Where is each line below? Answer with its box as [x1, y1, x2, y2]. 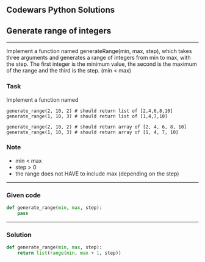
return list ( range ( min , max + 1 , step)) [17, 250, 121, 257]
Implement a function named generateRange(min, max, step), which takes [6, 48, 192, 55]
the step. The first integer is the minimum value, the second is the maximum [6, 60, 197, 68]
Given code [6, 191, 41, 199]
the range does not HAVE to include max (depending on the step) [15, 170, 179, 177]
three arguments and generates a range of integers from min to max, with [6, 54, 191, 62]
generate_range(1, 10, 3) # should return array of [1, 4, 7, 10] [6, 129, 179, 135]
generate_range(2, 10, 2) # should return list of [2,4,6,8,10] [6, 108, 173, 114]
